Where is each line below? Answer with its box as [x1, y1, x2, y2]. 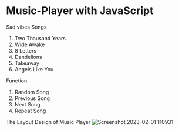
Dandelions [14, 53, 42, 60]
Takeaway [14, 60, 40, 67]
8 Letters [14, 47, 37, 54]
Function [6, 77, 28, 84]
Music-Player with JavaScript [6, 4, 154, 18]
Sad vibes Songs [6, 23, 47, 30]
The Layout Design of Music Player [6, 118, 91, 125]
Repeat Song [14, 107, 46, 114]
